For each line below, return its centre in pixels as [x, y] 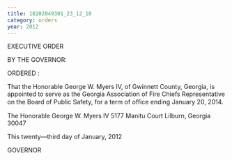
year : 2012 [23, 26]
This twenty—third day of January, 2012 [65, 137]
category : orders [32, 20]
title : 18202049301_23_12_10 [49, 14]
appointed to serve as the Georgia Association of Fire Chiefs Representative [116, 94]
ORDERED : [23, 73]
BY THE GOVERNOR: [37, 60]
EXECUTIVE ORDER [36, 47]
